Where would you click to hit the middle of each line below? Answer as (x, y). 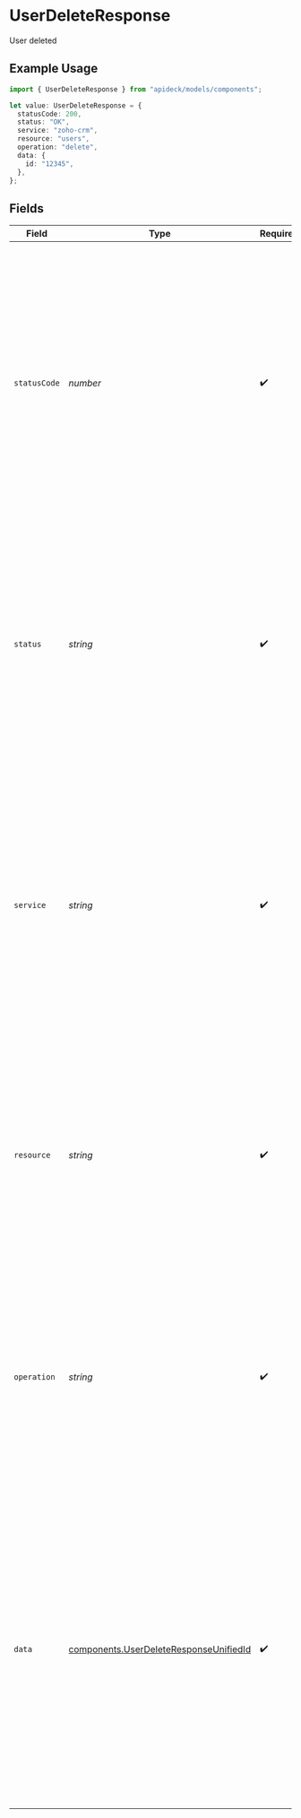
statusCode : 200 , (50, 114)
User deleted (33, 40)
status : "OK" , (43, 122)
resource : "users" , (54, 139)
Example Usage (54, 69)
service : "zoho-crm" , (58, 131)
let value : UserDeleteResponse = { (76, 105)
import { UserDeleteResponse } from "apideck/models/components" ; (136, 89)
